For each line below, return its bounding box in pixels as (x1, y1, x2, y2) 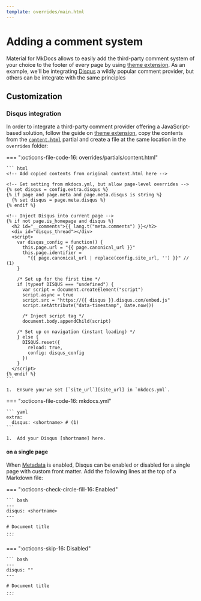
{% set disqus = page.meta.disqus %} (11, 197, 106, 204)
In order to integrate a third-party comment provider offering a (6, 123, 160, 130)
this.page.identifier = (22, 250, 82, 256)
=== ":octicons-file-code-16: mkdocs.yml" (6, 397, 112, 405)
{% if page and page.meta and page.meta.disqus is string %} (6, 192, 163, 198)
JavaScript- (161, 123, 191, 130)
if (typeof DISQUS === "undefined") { (17, 281, 114, 288)
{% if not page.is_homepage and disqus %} (6, 218, 114, 225)
